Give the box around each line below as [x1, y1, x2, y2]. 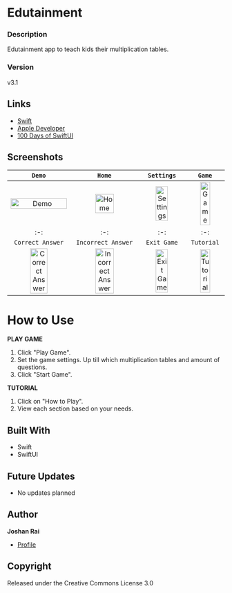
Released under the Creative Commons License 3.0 [7, 578, 154, 587]
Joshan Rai [7, 527, 40, 535]
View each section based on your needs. [17, 404, 133, 413]
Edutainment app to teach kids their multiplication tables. [7, 45, 169, 53]
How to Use [7, 312, 75, 328]
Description [7, 30, 48, 39]
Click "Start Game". [17, 370, 72, 379]
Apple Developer [17, 124, 66, 132]
